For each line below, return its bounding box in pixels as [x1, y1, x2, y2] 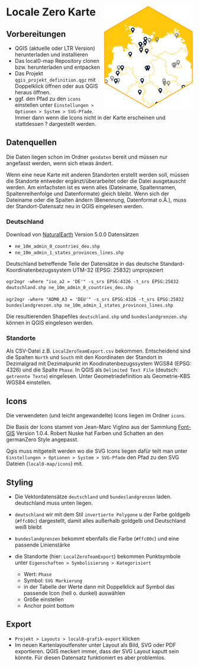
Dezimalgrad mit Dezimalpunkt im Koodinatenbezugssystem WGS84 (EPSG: [6, 360, 192, 367]
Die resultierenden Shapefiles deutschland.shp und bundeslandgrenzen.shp [6, 313, 188, 320]
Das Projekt [14, 70, 43, 77]
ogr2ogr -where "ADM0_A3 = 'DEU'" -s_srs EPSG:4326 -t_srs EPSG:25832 [6, 297, 184, 303]
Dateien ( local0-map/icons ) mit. [6, 460, 84, 468]
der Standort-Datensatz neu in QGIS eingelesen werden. [6, 202, 144, 209]
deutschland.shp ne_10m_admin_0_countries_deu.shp [6, 285, 134, 291]
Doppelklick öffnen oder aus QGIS [14, 82, 98, 90]
